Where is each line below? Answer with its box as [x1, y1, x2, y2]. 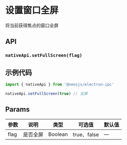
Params [5, 105, 30, 114]
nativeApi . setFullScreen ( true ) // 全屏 [5, 91, 88, 96]
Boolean [48, 130, 68, 137]
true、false [72, 131, 99, 138]
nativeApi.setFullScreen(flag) [5, 53, 82, 58]
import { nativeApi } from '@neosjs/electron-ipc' [5, 82, 114, 87]
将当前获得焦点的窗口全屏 [5, 22, 59, 28]
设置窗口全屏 [5, 5, 59, 16]
